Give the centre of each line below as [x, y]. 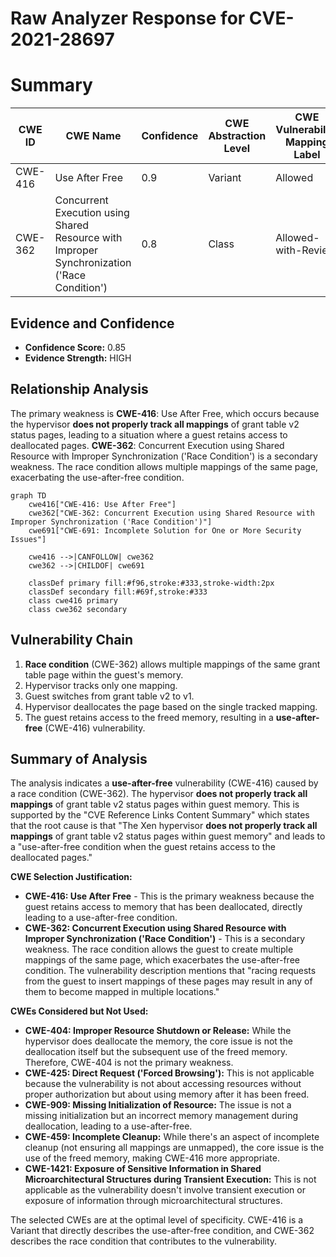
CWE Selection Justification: [71, 877]
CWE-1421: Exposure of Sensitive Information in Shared [143, 1169]
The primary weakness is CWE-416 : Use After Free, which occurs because [165, 413]
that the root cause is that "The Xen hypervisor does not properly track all [164, 826]
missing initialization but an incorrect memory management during [161, 1116]
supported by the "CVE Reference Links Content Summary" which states [160, 815]
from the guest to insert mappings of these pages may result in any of [168, 981]
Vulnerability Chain [72, 640]
